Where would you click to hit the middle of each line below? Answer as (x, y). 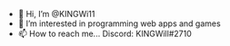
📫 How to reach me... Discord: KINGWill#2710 (105, 33)
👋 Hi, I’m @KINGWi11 (56, 14)
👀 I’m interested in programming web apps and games (119, 23)
